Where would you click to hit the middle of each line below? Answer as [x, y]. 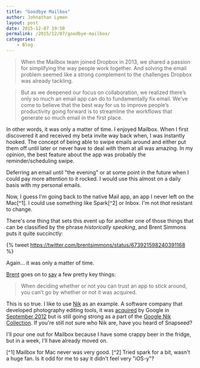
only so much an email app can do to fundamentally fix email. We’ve [104, 98]
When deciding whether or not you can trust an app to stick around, [104, 286]
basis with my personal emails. [44, 185]
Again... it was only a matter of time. [50, 263]
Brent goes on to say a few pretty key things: [61, 274]
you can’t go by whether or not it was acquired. [79, 292]
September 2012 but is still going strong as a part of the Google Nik [89, 316]
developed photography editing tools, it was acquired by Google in [88, 310]
